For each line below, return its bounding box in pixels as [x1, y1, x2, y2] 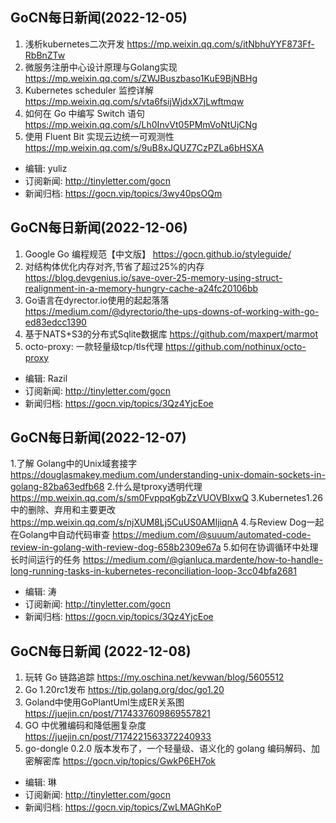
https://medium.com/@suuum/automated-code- [111, 529, 312, 541]
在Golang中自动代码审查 [10, 529, 110, 541]
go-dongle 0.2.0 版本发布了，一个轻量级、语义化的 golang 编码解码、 [24, 743, 312, 755]
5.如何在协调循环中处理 [223, 541, 319, 553]
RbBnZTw [24, 49, 66, 61]
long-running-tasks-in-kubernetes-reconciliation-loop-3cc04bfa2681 [10, 565, 297, 577]
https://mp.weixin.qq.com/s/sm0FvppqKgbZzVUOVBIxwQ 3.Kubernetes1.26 [10, 492, 324, 504]
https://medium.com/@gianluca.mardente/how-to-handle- [82, 554, 323, 566]
